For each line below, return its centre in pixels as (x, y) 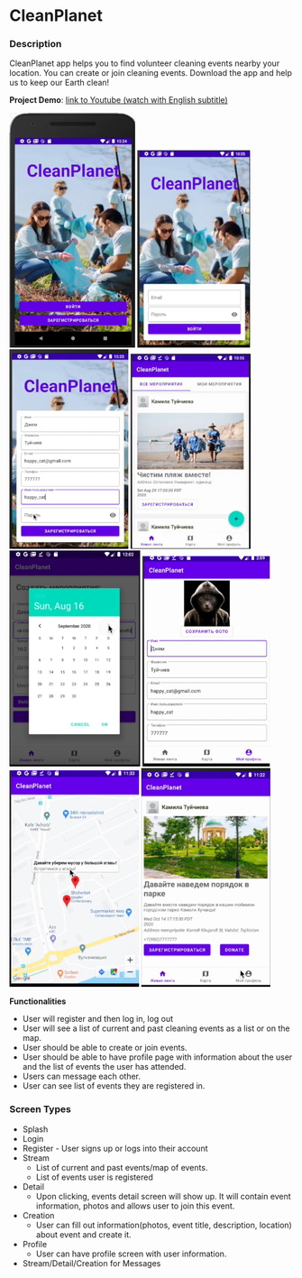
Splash (35, 1129)
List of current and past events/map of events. (122, 1167)
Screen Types (41, 1109)
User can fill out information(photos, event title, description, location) (164, 1225)
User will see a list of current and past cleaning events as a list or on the (156, 1028)
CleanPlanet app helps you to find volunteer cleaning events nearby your (145, 63)
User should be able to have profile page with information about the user (157, 1057)
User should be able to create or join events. (105, 1048)
